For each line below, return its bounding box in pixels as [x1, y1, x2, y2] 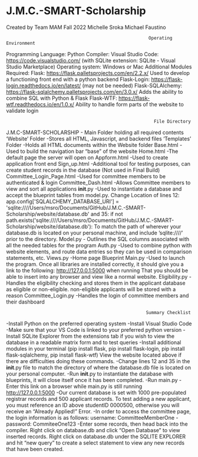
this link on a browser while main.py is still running [20, 383, 143, 390]
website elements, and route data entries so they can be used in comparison [6, 248, 192, 255]
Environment [6, 40, 35, 46]
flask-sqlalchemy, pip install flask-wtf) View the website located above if [6, 351, 181, 358]
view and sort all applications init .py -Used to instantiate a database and [6, 185, 182, 192]
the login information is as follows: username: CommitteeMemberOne [6, 414, 175, 421]
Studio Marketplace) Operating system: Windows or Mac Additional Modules [6, 63, 192, 70]
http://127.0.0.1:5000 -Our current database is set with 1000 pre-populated [6, 389, 187, 396]
